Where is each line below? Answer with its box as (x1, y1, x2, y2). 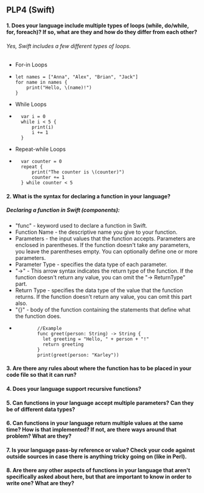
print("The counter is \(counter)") (31, 169, 125, 175)
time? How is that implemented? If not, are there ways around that (6, 426, 177, 433)
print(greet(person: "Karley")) (37, 352, 119, 358)
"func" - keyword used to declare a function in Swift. (15, 222, 148, 229)
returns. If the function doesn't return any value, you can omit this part (15, 293, 192, 300)
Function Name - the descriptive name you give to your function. (15, 228, 178, 236)
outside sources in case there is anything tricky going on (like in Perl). (6, 453, 187, 460)
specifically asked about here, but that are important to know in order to (6, 473, 192, 480)
